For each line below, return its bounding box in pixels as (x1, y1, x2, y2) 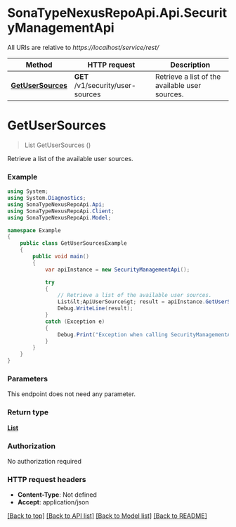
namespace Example (7, 227, 61, 234)
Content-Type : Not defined (17, 490, 97, 499)
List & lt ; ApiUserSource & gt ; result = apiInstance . (57, 298, 206, 305)
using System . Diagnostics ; (7, 195, 86, 202)
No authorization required (7, 457, 82, 465)
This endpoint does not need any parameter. (7, 390, 136, 398)
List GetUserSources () (24, 141, 91, 149)
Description (170, 60, 211, 70)
